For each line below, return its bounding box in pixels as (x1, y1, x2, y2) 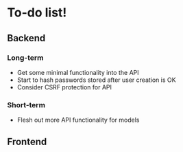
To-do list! (7, 5, 67, 21)
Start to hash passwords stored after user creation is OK (16, 76, 176, 84)
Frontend (7, 135, 47, 147)
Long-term (7, 53, 44, 63)
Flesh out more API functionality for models (16, 116, 140, 124)
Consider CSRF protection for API (16, 83, 112, 91)
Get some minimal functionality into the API (16, 68, 139, 76)
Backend (7, 32, 46, 44)
